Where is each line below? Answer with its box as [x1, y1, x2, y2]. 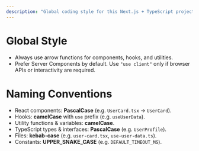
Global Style [6, 34, 68, 47]
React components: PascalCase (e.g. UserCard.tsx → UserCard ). [14, 107, 172, 114]
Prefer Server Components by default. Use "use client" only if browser [14, 60, 191, 67]
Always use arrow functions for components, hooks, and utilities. [14, 54, 174, 61]
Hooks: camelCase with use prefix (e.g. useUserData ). [14, 113, 145, 120]
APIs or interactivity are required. [14, 66, 96, 73]
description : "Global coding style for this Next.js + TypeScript [6, 8, 174, 15]
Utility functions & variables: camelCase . [14, 119, 115, 126]
